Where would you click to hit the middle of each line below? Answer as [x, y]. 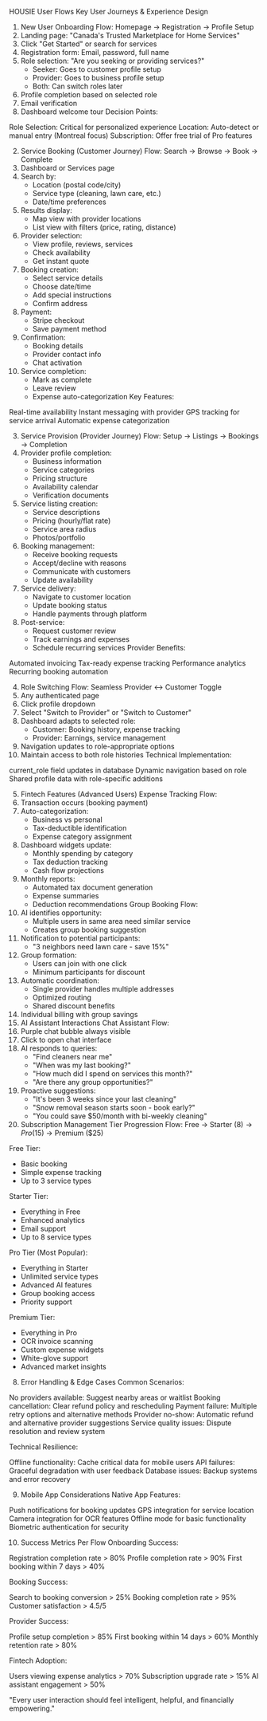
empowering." [32, 1708]
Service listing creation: [59, 504]
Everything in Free [50, 1212]
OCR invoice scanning [57, 1341]
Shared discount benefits [74, 1006]
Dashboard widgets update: [66, 845]
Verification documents [71, 495]
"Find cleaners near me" [72, 1057]
